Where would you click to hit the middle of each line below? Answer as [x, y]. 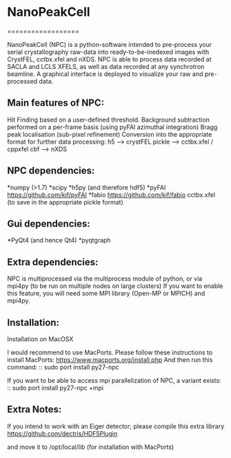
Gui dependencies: [49, 223]
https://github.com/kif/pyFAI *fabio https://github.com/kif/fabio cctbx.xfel [111, 195]
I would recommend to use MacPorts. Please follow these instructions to [110, 352]
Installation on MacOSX [40, 339]
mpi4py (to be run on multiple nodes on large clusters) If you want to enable [115, 286]
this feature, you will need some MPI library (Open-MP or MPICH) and [106, 294]
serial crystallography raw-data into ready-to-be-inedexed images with [108, 52]
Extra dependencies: [53, 262]
